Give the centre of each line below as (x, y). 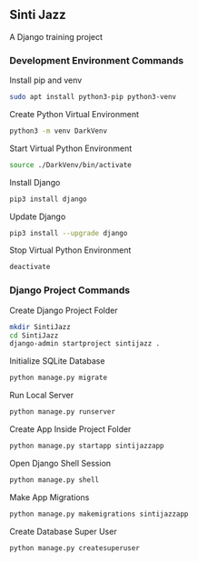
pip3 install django (49, 199)
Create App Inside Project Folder (70, 429)
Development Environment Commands (97, 60)
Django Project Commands (69, 290)
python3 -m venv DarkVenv (58, 131)
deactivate (30, 267)
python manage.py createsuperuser (75, 548)
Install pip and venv (46, 80)
